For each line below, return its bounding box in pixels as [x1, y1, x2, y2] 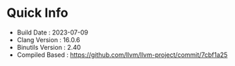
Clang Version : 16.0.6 [16, 35, 80, 44]
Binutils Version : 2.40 [16, 43, 81, 51]
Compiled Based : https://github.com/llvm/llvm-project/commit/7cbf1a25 [16, 51, 228, 59]
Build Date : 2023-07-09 [16, 28, 89, 37]
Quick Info [6, 5, 68, 21]
